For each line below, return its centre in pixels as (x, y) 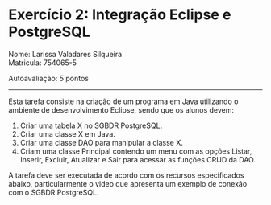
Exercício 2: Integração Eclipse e (120, 15)
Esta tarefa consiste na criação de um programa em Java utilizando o (123, 101)
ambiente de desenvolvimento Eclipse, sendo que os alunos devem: (121, 109)
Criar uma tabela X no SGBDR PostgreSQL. (91, 125)
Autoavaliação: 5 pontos (48, 78)
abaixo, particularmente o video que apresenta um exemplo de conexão (128, 183)
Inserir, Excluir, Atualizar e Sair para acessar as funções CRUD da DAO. (138, 159)
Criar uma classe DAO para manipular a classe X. (102, 142)
